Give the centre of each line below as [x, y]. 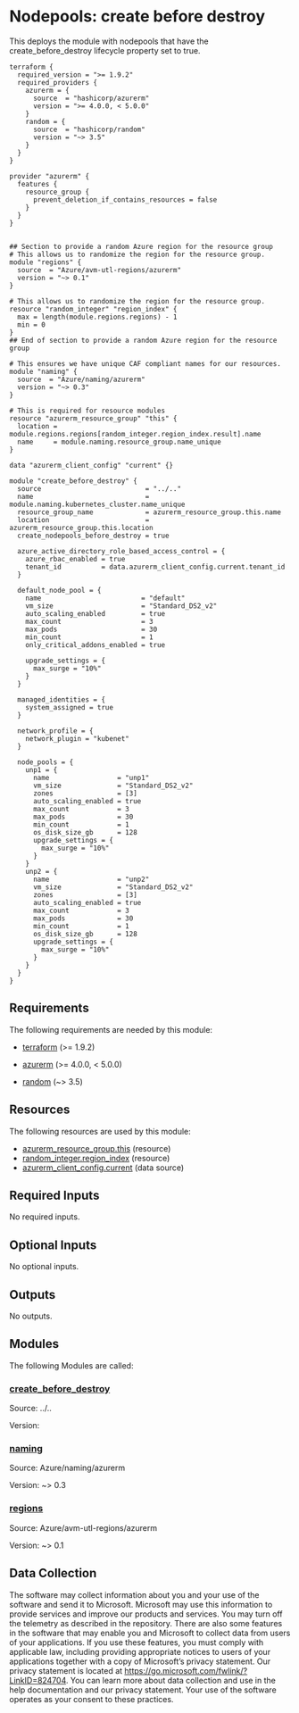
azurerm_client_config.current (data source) [103, 1168]
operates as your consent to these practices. [91, 1699]
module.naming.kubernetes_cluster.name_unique [97, 504]
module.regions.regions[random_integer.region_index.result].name [135, 434]
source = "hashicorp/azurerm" [91, 98]
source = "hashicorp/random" [89, 129]
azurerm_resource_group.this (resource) [96, 1148]
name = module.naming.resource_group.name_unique [119, 442]
